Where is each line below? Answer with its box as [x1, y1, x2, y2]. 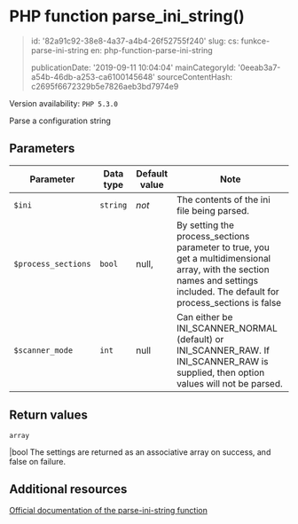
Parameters [9, 141, 75, 156]
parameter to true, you [176, 241, 271, 254]
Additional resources [9, 481, 128, 497]
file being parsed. [176, 204, 250, 216]
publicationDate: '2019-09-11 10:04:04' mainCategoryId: [30, 62, 237, 73]
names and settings [176, 274, 259, 286]
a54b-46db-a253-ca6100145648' [30, 71, 155, 82]
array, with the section [176, 263, 270, 276]
